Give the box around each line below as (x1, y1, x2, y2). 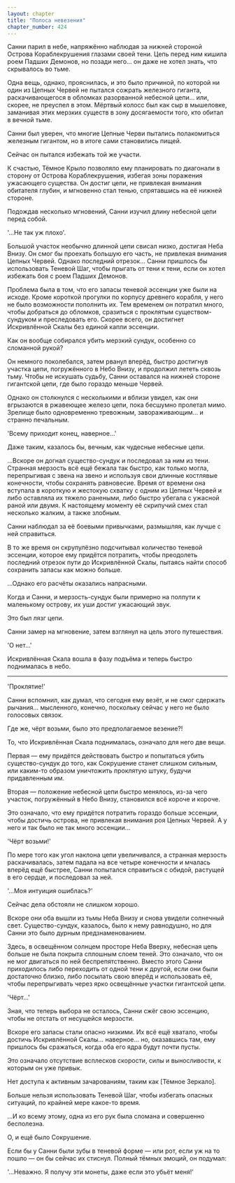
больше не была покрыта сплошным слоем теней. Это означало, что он (7, 950, 223, 958)
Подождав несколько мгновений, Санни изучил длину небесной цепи (7, 208, 217, 216)
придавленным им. (7, 774, 65, 782)
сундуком (7, 315, 37, 323)
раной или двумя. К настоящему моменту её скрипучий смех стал (7, 501, 208, 509)
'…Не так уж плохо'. (7, 229, 66, 237)
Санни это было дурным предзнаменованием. (7, 929, 147, 937)
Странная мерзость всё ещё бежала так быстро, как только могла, (7, 464, 209, 472)
